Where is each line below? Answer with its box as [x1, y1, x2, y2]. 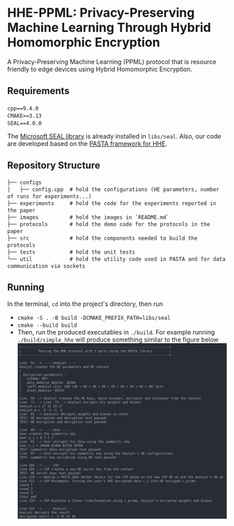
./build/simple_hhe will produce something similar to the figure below [17, 336, 219, 344]
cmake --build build [17, 322, 77, 329]
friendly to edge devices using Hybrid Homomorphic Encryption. [7, 65, 193, 73]
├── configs [7, 179, 42, 186]
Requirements [7, 85, 70, 97]
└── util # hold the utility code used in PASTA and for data [7, 256, 226, 263]
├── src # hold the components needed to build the [7, 235, 198, 242]
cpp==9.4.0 [7, 105, 39, 112]
